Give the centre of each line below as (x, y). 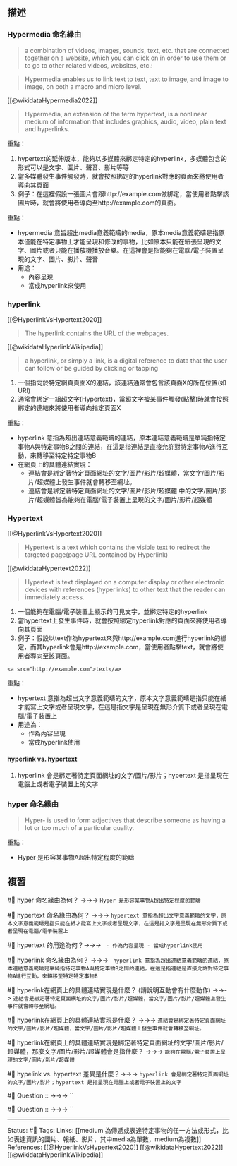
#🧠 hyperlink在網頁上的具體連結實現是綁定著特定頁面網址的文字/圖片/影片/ (116, 1042)
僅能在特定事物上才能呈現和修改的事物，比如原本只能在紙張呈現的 (120, 241)
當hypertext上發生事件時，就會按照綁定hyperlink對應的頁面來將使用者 (119, 620)
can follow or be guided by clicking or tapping (91, 368)
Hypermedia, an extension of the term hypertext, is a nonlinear (116, 114)
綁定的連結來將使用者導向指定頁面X (69, 407)
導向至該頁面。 (52, 656)
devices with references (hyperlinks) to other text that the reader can (125, 590)
